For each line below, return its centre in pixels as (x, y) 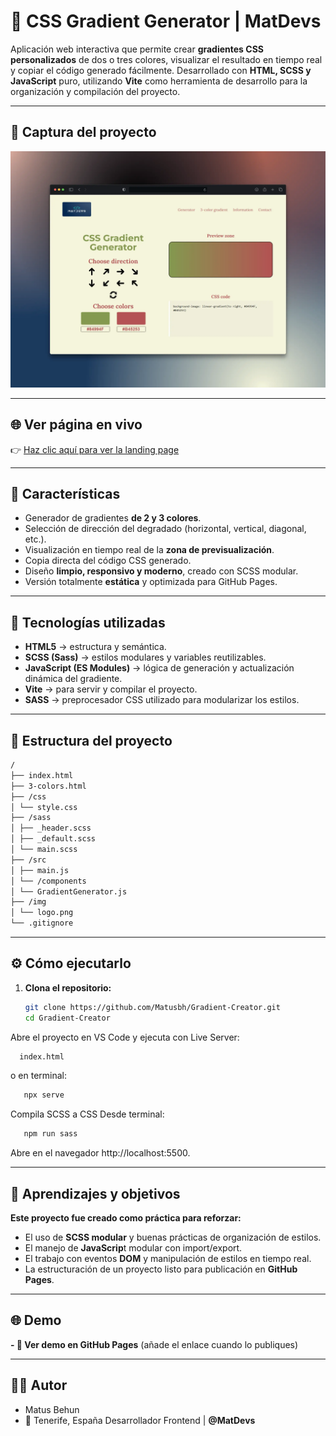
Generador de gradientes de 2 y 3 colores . (113, 518)
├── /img (28, 902)
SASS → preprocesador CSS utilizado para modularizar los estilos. (162, 700)
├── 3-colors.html (48, 786)
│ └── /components (48, 881)
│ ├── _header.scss (51, 828)
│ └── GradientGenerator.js (69, 891)
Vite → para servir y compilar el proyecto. (111, 689)
